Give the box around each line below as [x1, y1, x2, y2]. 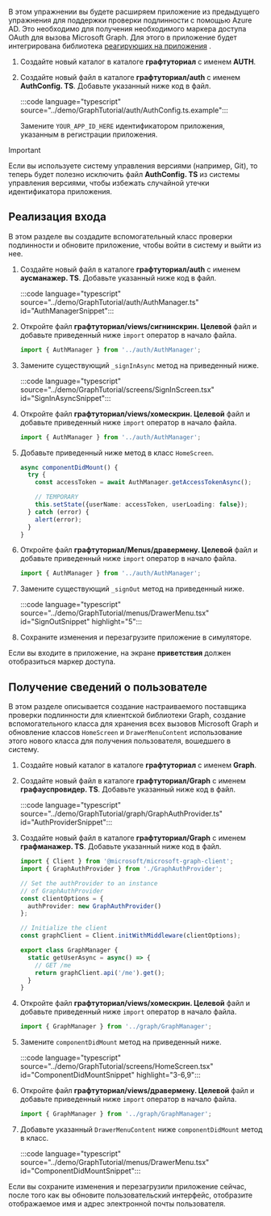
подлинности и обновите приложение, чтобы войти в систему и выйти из [8, 240, 262, 250]
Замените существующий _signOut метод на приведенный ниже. [19, 584, 244, 593]
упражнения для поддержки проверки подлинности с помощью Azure [8, 15, 252, 25]
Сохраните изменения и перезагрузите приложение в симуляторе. [19, 632, 252, 642]
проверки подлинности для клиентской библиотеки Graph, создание [8, 711, 246, 720]
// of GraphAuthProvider [19, 887, 104, 895]
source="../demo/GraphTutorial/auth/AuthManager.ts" [19, 297, 199, 306]
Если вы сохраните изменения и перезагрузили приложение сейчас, [8, 1182, 248, 1191]
